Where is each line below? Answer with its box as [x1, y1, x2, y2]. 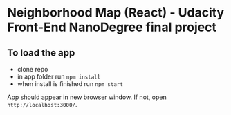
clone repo [17, 65, 48, 73]
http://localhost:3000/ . [7, 101, 77, 108]
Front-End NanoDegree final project [7, 19, 216, 35]
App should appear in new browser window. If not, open [7, 93, 167, 101]
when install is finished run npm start [17, 80, 123, 87]
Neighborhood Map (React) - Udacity [7, 5, 225, 21]
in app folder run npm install [17, 72, 101, 81]
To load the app [7, 47, 75, 59]
